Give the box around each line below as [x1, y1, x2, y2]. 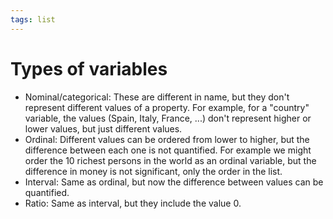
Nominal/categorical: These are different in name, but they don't [24, 91, 290, 103]
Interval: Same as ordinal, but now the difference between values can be [24, 176, 324, 188]
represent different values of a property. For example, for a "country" [24, 101, 310, 113]
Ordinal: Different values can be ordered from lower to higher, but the [24, 133, 310, 145]
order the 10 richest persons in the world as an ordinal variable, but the [24, 154, 317, 166]
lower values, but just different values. [24, 122, 183, 135]
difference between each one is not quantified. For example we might [24, 144, 312, 156]
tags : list [10, 14, 56, 25]
